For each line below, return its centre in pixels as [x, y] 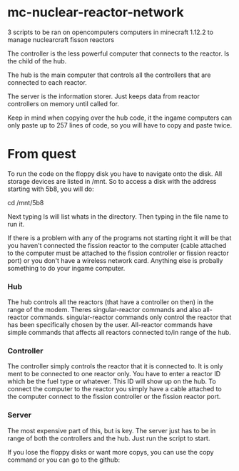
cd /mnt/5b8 [26, 202]
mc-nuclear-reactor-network [96, 12]
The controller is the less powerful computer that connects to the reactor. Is [118, 53]
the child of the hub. [37, 61]
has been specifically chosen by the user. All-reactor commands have [110, 325]
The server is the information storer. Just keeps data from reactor [103, 96]
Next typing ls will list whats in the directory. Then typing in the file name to [118, 216]
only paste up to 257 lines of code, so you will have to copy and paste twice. [120, 125]
